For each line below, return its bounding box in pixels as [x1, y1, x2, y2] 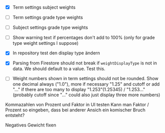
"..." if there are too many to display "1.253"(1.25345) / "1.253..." [12, 87, 145, 93]
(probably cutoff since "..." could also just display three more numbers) [12, 92, 160, 98]
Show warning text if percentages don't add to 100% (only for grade [12, 35, 155, 41]
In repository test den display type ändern [12, 50, 100, 56]
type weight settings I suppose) [12, 40, 79, 46]
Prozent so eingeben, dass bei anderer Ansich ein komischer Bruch [5, 107, 146, 113]
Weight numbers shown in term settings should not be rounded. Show [12, 76, 158, 82]
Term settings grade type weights [12, 15, 84, 21]
